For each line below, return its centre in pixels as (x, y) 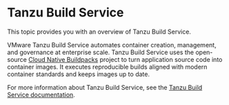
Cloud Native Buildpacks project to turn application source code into (126, 59)
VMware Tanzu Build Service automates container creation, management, (112, 45)
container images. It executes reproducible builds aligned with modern (107, 67)
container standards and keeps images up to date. (79, 74)
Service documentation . (41, 95)
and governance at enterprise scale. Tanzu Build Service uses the (101, 52)
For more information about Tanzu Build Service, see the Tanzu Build (105, 87)
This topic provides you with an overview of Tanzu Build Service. (99, 32)
